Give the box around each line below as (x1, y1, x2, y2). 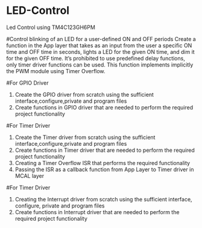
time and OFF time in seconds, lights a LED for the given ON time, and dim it (6, 48, 195, 55)
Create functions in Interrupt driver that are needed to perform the (14, 208, 180, 215)
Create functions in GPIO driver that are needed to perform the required (14, 103, 194, 111)
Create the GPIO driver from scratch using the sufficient (14, 91, 154, 98)
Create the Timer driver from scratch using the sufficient (14, 134, 156, 141)
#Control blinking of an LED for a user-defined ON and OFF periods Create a (6, 35, 196, 42)
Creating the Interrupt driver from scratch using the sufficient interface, (14, 195, 192, 203)
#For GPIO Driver (6, 79, 49, 86)
